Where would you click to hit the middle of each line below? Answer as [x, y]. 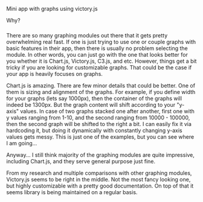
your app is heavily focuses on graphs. [54, 74]
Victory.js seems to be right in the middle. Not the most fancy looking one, [98, 180]
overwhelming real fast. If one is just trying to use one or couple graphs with [101, 42]
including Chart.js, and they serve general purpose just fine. [81, 162]
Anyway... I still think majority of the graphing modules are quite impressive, [101, 155]
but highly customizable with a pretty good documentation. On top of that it [100, 186]
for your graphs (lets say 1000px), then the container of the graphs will [94, 98]
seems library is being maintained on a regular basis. [72, 192]
